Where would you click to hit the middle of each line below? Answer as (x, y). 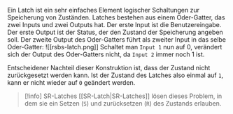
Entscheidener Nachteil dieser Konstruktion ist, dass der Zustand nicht (109, 68)
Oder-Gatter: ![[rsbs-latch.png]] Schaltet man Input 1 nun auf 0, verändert (115, 47)
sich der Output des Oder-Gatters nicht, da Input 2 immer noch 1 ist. (106, 54)
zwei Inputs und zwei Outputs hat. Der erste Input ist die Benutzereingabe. (114, 25)
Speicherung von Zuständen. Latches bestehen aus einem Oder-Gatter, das (116, 17)
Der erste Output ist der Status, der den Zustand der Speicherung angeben (115, 32)
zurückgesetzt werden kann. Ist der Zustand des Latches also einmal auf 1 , (115, 75)
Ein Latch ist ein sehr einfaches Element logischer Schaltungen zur (104, 10)
